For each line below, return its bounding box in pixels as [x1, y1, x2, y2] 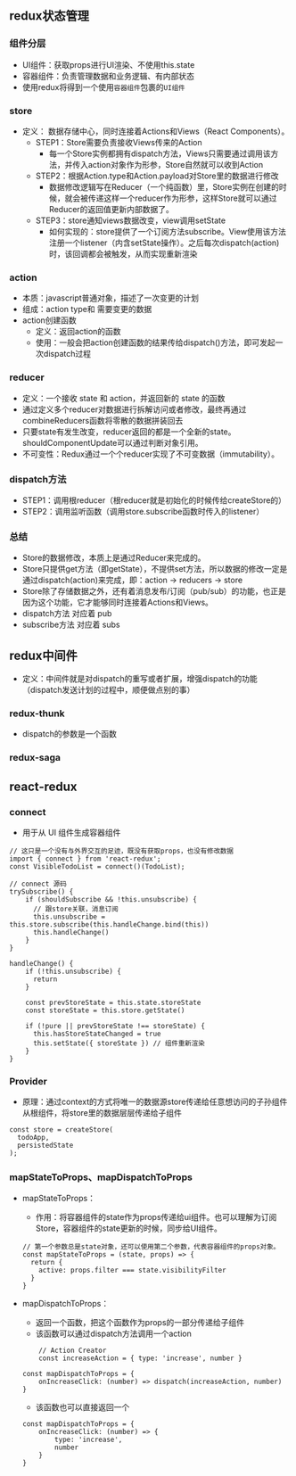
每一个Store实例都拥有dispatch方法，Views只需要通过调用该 [48, 148, 271, 159]
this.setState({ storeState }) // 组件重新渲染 [32, 1038, 205, 1048]
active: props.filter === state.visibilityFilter [38, 1266, 226, 1275]
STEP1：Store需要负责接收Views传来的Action [35, 136, 202, 147]
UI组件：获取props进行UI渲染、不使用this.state [21, 59, 195, 70]
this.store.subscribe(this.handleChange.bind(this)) [9, 919, 210, 929]
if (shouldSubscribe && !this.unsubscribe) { [25, 895, 198, 903]
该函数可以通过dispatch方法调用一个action [35, 1328, 192, 1340]
